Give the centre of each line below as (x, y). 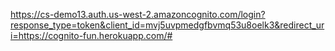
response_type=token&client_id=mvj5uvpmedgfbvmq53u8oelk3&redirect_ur (167, 25)
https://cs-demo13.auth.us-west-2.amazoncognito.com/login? (138, 14)
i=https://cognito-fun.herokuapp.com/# (91, 35)
